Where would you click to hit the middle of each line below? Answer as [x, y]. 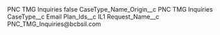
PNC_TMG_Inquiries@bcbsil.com [54, 24]
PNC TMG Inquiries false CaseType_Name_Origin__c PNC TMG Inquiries [110, 9]
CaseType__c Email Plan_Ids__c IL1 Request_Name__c [83, 16]
